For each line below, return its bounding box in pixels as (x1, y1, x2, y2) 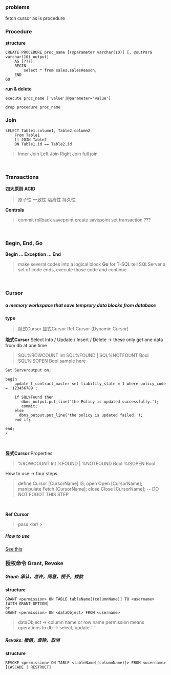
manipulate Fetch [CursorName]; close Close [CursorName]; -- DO (17, 486, 159, 492)
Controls (5, 207, 25, 213)
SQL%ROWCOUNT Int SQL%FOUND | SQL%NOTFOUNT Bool (17, 352, 149, 359)
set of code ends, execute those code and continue (17, 267, 127, 273)
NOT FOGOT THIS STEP (17, 492, 69, 498)
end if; (14, 417, 31, 422)
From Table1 (14, 133, 40, 138)
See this (5, 546, 23, 552)
